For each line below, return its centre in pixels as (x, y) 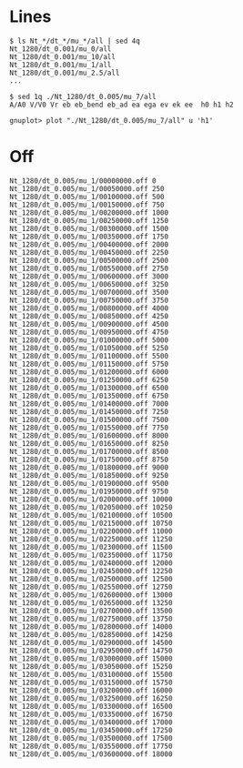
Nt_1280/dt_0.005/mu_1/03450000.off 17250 (91, 730)
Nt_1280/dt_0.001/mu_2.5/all (65, 73)
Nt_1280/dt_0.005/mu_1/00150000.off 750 (87, 205)
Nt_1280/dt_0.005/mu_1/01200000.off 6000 (89, 372)
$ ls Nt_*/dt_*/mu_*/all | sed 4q (75, 41)
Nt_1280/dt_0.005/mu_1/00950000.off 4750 (89, 332)
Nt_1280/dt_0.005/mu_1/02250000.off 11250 (91, 539)
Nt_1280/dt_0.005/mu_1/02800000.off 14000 (91, 627)
